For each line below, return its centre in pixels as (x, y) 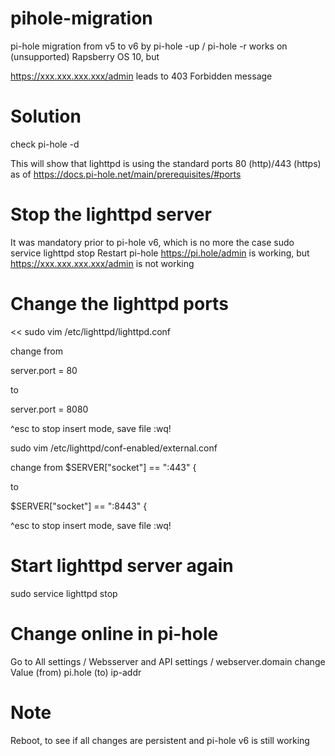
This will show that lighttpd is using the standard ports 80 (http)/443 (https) (166, 163)
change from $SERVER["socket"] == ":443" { (103, 467)
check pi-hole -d (45, 144)
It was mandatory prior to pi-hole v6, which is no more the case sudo (152, 242)
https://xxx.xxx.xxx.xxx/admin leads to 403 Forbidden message (141, 76)
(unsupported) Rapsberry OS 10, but (85, 56)
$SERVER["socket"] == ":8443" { (79, 506)
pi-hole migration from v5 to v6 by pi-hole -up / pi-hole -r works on (149, 46)
